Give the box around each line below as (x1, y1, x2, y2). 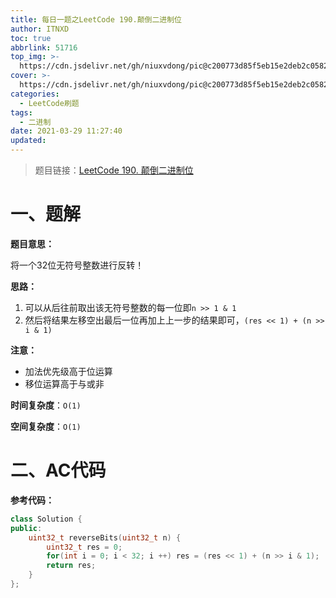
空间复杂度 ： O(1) (10, 420, 82, 432)
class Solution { (10, 514, 83, 524)
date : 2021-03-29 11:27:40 (10, 126, 123, 136)
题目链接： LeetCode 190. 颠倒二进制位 (34, 164, 194, 176)
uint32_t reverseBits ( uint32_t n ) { (28, 532, 182, 543)
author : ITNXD (10, 24, 70, 34)
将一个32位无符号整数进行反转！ (10, 259, 145, 271)
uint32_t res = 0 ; (46, 542, 123, 552)
